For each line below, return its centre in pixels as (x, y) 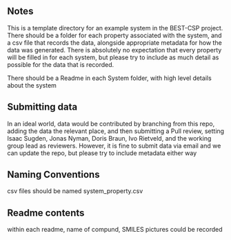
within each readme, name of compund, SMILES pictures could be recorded (115, 230)
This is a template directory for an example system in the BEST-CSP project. (115, 28)
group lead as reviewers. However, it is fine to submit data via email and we (114, 146)
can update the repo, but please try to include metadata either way (102, 153)
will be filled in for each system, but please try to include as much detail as (113, 57)
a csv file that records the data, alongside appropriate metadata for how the (114, 42)
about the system (32, 85)
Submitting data (42, 107)
